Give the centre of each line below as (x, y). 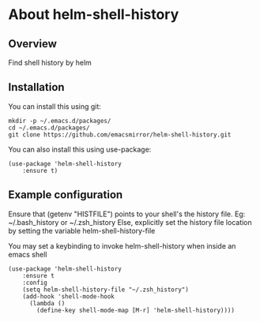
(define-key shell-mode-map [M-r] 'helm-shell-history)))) (136, 310)
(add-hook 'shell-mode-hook (68, 296)
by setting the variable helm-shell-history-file (82, 230)
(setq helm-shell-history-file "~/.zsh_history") (106, 290)
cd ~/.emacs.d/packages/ (49, 128)
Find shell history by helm (50, 62)
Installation (36, 87)
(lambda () (47, 303)
